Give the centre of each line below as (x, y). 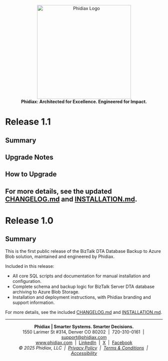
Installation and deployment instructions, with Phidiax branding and (81, 297)
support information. (33, 302)
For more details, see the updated (58, 191)
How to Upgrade (31, 174)
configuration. (27, 281)
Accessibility (84, 353)
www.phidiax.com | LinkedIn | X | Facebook (84, 342)
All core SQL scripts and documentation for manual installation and (81, 276)
